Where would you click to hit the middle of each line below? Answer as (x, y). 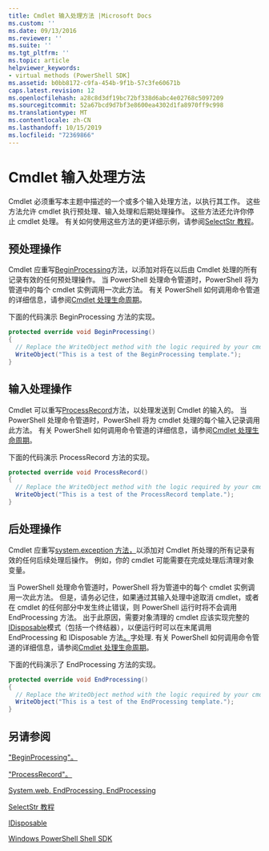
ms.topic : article (39, 61)
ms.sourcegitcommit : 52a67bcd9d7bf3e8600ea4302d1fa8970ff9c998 (116, 105)
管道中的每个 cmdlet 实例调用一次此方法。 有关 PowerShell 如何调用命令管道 (134, 290)
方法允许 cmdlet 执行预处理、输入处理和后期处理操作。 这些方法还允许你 (128, 211)
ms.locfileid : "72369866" (51, 135)
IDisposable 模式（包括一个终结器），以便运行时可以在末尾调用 (110, 627)
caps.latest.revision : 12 (51, 90)
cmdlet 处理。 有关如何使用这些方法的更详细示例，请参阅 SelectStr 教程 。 (138, 221)
